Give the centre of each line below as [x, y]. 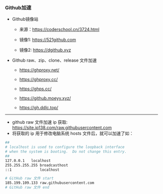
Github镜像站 [25, 19]
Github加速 [18, 7]
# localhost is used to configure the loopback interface [65, 147]
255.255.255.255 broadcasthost [37, 165]
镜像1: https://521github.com [48, 40]
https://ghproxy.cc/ [39, 80]
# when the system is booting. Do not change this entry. [66, 152]
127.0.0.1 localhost [28, 161]
